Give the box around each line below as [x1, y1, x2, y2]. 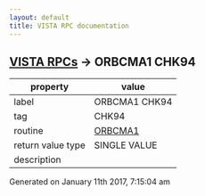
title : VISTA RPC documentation [9, 21, 129, 30]
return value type [13, 139, 86, 151]
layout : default [9, 12, 70, 22]
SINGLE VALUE [94, 139, 158, 151]
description [13, 153, 61, 166]
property [30, 81, 70, 94]
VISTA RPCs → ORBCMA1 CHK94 [9, 54, 196, 69]
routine [13, 125, 44, 137]
